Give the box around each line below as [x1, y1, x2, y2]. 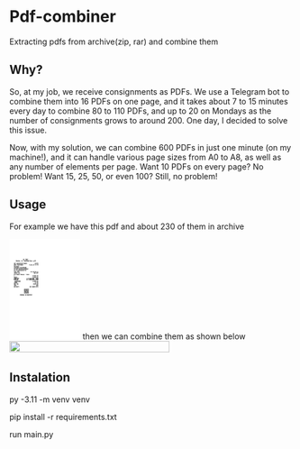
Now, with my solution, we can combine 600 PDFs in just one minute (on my [9, 142, 292, 152]
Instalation [9, 370, 70, 385]
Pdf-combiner [9, 6, 117, 27]
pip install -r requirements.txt [9, 411, 117, 422]
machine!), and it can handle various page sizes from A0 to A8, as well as [9, 151, 282, 162]
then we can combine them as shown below [82, 331, 246, 342]
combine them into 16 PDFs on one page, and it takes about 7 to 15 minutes [9, 96, 288, 106]
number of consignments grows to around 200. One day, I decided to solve [9, 115, 288, 125]
